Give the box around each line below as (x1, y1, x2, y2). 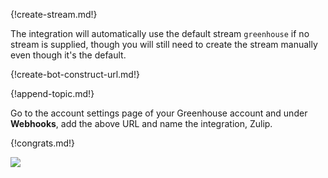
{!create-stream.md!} (10, 9, 98, 20)
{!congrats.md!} (10, 137, 76, 149)
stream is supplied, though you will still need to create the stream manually (10, 39, 318, 50)
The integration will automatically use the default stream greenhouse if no (10, 28, 310, 39)
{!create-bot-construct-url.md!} (10, 69, 140, 80)
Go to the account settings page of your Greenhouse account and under (10, 107, 308, 119)
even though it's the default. (10, 49, 127, 61)
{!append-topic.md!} (10, 88, 95, 99)
